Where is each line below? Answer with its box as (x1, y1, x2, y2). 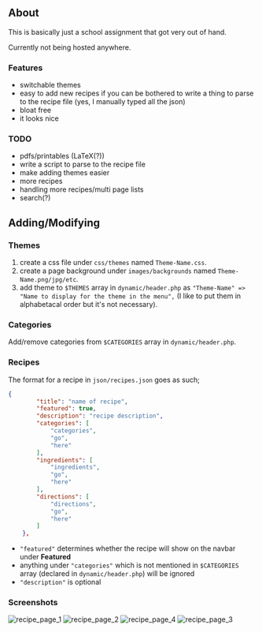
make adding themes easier (19, 168, 110, 178)
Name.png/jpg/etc (19, 276, 77, 284)
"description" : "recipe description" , (36, 412, 164, 421)
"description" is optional (19, 578, 101, 587)
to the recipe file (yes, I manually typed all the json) (19, 97, 186, 107)
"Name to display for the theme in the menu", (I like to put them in (19, 291, 242, 301)
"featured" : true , (36, 405, 97, 413)
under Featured (19, 552, 72, 562)
